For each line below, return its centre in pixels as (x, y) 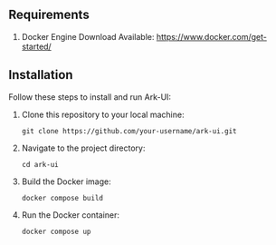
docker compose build (62, 198)
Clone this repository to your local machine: (103, 114)
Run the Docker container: (70, 215)
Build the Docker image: (67, 181)
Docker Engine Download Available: (88, 36)
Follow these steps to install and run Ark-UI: (90, 97)
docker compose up (56, 231)
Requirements (49, 15)
